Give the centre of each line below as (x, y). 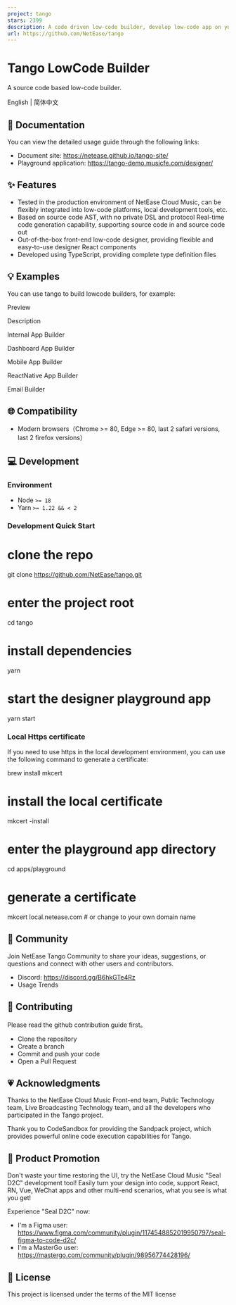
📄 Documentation (46, 125)
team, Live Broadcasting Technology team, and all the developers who (109, 1108)
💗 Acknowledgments (54, 1083)
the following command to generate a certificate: (78, 760)
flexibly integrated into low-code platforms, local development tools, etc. (122, 209)
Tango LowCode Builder (78, 68)
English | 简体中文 (33, 102)
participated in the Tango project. (55, 1115)
